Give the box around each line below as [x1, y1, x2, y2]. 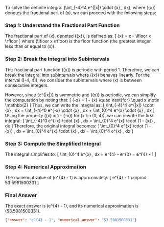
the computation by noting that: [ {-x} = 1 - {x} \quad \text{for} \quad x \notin [5, 97, 160, 103]
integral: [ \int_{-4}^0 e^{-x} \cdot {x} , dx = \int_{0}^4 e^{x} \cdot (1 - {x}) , [5, 118, 156, 124]
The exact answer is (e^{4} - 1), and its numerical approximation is [5, 203, 139, 209]
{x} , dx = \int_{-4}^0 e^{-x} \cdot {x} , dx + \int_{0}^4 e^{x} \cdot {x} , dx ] [5, 107, 155, 113]
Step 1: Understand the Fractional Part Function [5, 22, 120, 29]
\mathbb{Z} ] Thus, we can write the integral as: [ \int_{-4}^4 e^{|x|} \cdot [5, 102, 154, 108]
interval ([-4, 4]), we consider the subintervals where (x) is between [5, 77, 142, 83]
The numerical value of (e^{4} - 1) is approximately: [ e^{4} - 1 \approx [5, 175, 146, 181]
